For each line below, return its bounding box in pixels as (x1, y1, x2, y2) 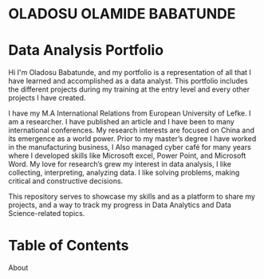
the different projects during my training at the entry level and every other (8, 84, 250, 94)
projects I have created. (8, 93, 86, 103)
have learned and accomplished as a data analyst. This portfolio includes (8, 77, 249, 86)
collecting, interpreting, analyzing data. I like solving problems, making (8, 168, 240, 178)
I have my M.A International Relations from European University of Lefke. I (8, 108, 251, 118)
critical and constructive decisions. (8, 176, 124, 186)
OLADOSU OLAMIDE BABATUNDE (8, 5, 236, 23)
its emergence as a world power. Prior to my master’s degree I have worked (8, 134, 257, 143)
